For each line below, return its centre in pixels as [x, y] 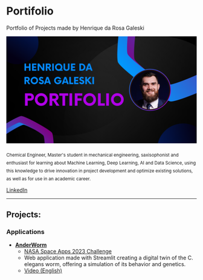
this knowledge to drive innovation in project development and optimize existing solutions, [100, 171]
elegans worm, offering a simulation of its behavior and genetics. [105, 264]
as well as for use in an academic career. [49, 179]
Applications [25, 232]
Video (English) [43, 271]
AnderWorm [31, 245]
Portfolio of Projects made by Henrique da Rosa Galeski [76, 28]
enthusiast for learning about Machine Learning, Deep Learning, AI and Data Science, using [101, 163]
